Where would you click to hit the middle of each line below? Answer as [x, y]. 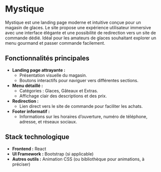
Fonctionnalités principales [47, 59]
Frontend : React [29, 149]
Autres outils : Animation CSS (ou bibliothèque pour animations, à [78, 159]
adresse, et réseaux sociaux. [48, 121]
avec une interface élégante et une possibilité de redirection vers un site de [80, 33]
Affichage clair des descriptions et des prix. [63, 96]
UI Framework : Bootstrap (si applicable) [53, 154]
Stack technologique [37, 137]
